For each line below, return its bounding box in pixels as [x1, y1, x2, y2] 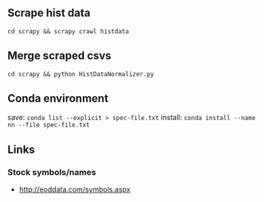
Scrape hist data [7, 6, 91, 20]
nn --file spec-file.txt [7, 121, 90, 130]
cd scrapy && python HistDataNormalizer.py [7, 70, 155, 78]
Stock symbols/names [7, 166, 97, 177]
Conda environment [7, 91, 108, 106]
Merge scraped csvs [7, 49, 112, 63]
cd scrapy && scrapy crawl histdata [7, 27, 129, 35]
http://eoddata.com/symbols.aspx [18, 185, 131, 194]
